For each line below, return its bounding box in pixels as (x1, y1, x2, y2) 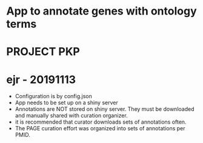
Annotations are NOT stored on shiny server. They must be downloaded (15, 105, 195, 113)
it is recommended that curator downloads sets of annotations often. (15, 118, 187, 125)
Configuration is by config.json (15, 93, 92, 100)
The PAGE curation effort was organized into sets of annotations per (15, 125, 185, 132)
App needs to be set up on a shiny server (15, 99, 118, 107)
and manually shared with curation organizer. (15, 112, 128, 119)
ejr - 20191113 (6, 73, 76, 86)
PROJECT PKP (6, 45, 80, 59)
